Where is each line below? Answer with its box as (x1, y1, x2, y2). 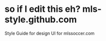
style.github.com (4, 14, 77, 25)
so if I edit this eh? (4, 3, 81, 15)
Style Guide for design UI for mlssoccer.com (4, 30, 95, 36)
